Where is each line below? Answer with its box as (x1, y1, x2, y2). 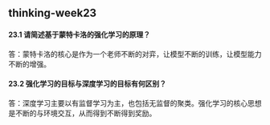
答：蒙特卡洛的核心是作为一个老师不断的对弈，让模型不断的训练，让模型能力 (8, 49, 262, 58)
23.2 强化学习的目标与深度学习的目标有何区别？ (8, 79, 167, 89)
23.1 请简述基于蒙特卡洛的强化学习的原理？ (8, 30, 151, 39)
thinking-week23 (8, 6, 97, 20)
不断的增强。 (8, 59, 51, 69)
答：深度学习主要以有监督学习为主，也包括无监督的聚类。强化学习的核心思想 (8, 98, 262, 107)
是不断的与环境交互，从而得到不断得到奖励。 (8, 108, 157, 118)
